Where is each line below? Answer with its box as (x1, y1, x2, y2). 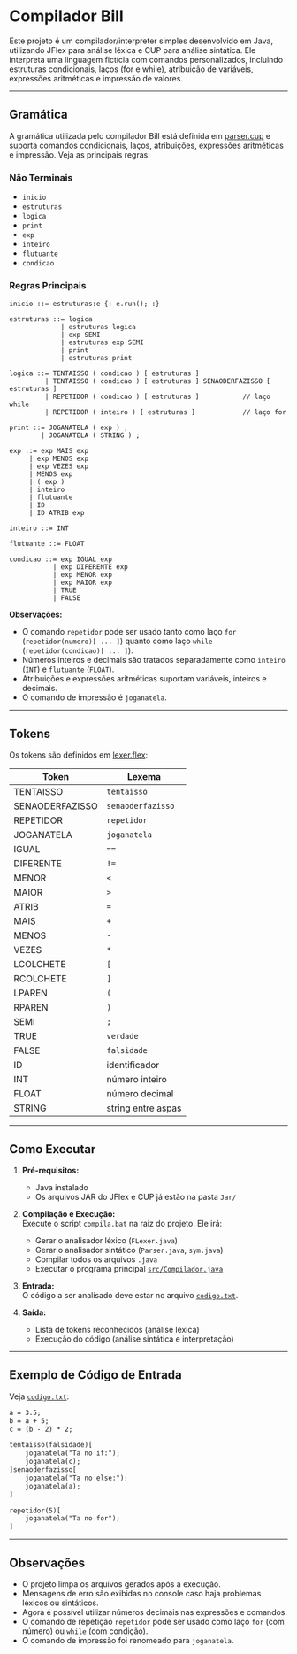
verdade (106, 1031, 139, 1042)
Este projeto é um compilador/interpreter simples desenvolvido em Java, (9, 35, 274, 46)
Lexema (126, 771, 162, 783)
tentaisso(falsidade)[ (9, 1441, 93, 1450)
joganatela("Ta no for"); (25, 1514, 121, 1523)
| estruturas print (60, 354, 133, 363)
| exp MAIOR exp (52, 578, 113, 588)
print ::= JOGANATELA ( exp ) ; (9, 423, 128, 433)
